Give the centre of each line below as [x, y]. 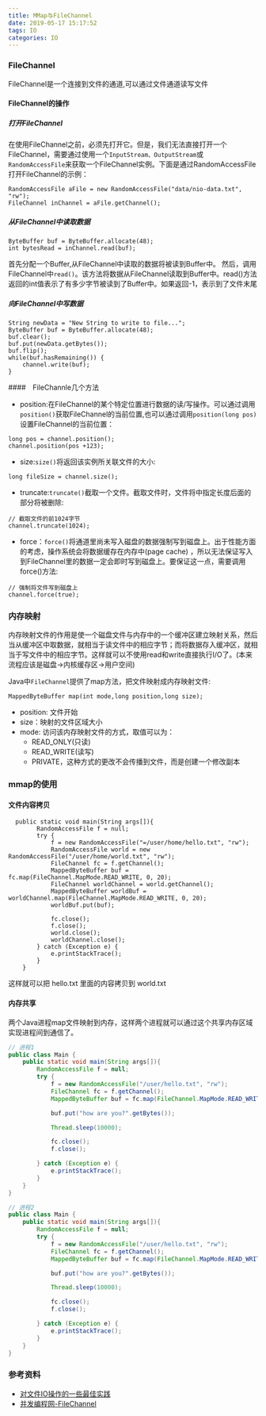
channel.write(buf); [56, 365]
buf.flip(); [28, 351]
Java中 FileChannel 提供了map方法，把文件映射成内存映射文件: [110, 681]
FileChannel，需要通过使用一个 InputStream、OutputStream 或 [106, 155]
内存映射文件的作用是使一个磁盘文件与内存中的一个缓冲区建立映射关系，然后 [133, 635]
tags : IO [23, 30]
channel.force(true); [44, 595]
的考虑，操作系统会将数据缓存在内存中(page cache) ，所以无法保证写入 [136, 551]
